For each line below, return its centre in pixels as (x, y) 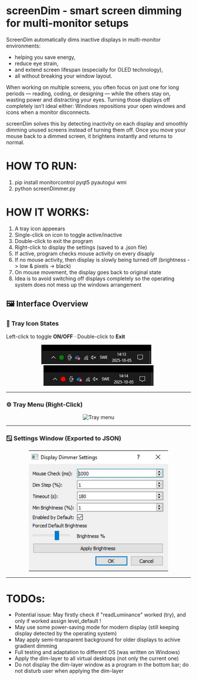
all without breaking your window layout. (63, 76)
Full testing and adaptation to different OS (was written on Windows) (97, 652)
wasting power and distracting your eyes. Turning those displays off (88, 100)
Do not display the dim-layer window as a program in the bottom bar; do (102, 665)
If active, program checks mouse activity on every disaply (84, 253)
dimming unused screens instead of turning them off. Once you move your (96, 130)
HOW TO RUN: (42, 166)
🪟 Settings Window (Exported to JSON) (64, 439)
